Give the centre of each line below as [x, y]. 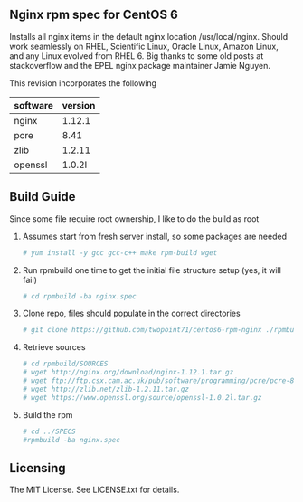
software [34, 105]
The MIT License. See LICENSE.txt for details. [95, 490]
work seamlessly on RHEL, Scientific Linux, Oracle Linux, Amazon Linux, [144, 46]
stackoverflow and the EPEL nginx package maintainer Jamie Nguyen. [140, 65]
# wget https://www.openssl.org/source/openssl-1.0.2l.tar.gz [142, 397]
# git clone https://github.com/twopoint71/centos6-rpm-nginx [142, 330]
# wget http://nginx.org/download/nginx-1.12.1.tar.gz [128, 373]
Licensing [38, 468]
